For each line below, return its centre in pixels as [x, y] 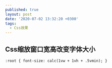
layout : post [19, 14]
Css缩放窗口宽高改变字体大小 [50, 49]
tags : [11, 23]
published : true [22, 10]
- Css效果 [19, 28]
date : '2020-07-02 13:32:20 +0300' [42, 19]
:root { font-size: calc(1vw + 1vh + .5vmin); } [56, 61]
